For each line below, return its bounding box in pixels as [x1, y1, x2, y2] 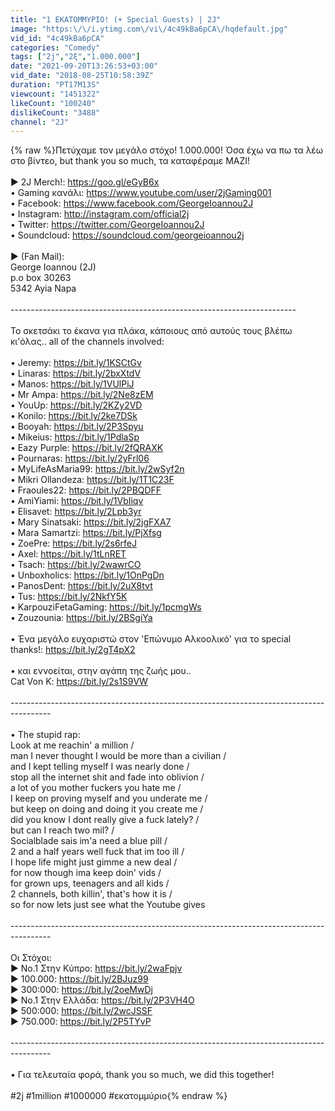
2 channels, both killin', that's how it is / [10, 888, 173, 900]
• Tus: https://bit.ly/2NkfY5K [10, 591, 128, 603]
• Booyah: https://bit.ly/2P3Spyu [10, 421, 144, 433]
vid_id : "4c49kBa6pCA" [10, 33, 105, 43]
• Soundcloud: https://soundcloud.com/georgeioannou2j [10, 229, 245, 241]
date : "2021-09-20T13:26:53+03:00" [10, 61, 159, 71]
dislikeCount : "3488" [10, 107, 101, 118]
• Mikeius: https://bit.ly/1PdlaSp [10, 431, 140, 443]
